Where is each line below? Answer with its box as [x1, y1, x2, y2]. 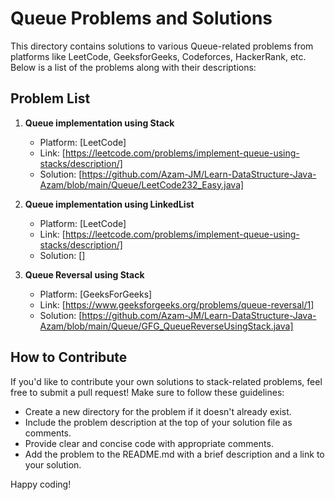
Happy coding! [10, 478, 72, 490]
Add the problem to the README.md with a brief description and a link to [24, 448, 325, 460]
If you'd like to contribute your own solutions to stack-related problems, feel [10, 375, 323, 387]
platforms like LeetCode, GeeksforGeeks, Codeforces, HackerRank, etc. [10, 50, 307, 62]
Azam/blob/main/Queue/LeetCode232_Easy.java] [39, 178, 245, 191]
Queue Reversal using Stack [24, 268, 145, 281]
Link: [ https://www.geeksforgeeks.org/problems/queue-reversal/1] [39, 298, 315, 311]
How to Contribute [10, 349, 128, 366]
